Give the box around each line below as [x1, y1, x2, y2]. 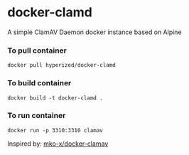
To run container [7, 111, 66, 121]
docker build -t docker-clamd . [7, 94, 103, 102]
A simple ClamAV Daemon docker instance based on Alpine [7, 28, 183, 36]
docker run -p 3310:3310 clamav [7, 127, 103, 134]
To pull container [7, 46, 67, 55]
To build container [7, 78, 72, 88]
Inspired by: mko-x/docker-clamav [7, 139, 109, 148]
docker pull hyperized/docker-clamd [7, 62, 116, 69]
